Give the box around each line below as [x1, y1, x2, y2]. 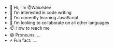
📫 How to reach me [9, 25, 50, 31]
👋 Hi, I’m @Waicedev [9, 5, 52, 10]
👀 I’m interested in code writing [9, 10, 71, 15]
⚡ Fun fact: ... [9, 37, 36, 43]
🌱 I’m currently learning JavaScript [9, 15, 79, 20]
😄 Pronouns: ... [9, 32, 41, 38]
